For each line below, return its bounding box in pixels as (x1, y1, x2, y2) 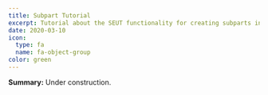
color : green (8, 56, 52, 64)
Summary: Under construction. (8, 77, 112, 87)
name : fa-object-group (15, 48, 91, 56)
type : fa (15, 41, 45, 49)
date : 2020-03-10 (8, 26, 66, 34)
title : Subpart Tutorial (8, 11, 91, 20)
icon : (8, 33, 26, 42)
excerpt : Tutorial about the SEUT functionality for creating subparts (8, 19, 251, 27)
